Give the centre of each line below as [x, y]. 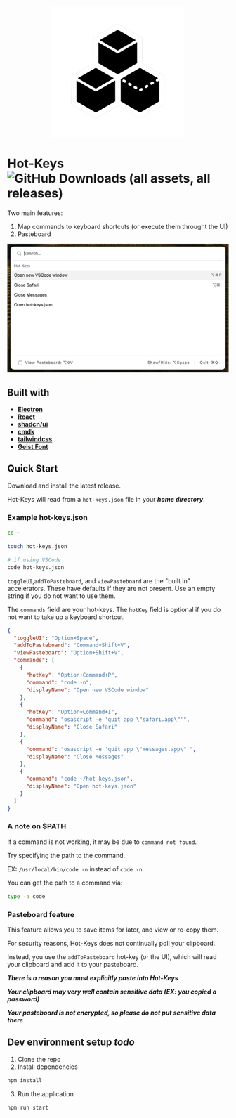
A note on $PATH [37, 826]
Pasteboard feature [41, 914]
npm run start [28, 1107]
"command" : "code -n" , [59, 682]
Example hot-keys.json [47, 517]
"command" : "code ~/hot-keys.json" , [79, 779]
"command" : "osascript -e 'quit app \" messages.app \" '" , [111, 749]
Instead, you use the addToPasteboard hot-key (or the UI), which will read [112, 957]
